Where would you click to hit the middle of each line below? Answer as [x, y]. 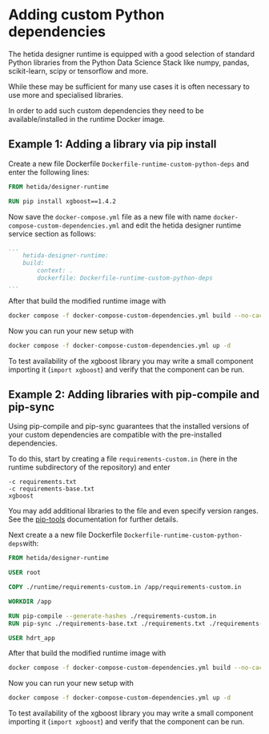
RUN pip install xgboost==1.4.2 [62, 201]
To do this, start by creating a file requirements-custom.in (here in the [123, 459]
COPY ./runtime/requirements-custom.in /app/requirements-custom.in [125, 587]
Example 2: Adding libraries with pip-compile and [134, 394]
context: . [55, 271]
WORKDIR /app [30, 601]
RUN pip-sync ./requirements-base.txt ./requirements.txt [107, 623]
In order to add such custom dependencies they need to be [106, 111]
